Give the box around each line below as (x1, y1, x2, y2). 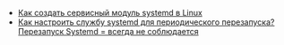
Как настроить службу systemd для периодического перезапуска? (17, 17, 275, 27)
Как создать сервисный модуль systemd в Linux (17, 8, 203, 18)
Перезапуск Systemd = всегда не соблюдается (17, 26, 199, 36)
